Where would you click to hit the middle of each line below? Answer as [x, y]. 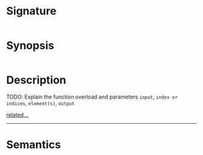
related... [17, 115]
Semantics [34, 145]
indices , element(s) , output [40, 103]
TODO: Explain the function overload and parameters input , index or [92, 97]
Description [36, 80]
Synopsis [30, 46]
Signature [31, 11]
